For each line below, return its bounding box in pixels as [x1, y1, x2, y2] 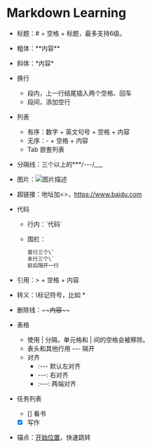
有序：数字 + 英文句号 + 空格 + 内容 [27, 127, 130, 136]
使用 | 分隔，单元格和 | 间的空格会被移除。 [27, 335, 149, 344]
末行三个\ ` [27, 255, 55, 262]
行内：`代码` [27, 219, 62, 228]
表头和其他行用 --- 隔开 [27, 344, 95, 352]
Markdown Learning [6, 5, 127, 21]
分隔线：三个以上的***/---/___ [16, 160, 103, 168]
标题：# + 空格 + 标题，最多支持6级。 [16, 29, 126, 37]
